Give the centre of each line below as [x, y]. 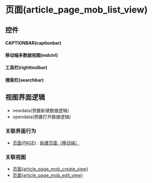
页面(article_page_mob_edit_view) [48, 175]
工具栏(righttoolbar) [26, 67]
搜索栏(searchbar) [25, 80]
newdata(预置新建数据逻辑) [41, 110]
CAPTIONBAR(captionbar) [33, 43]
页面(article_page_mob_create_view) [50, 169]
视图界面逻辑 [25, 97]
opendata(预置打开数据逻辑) [42, 117]
